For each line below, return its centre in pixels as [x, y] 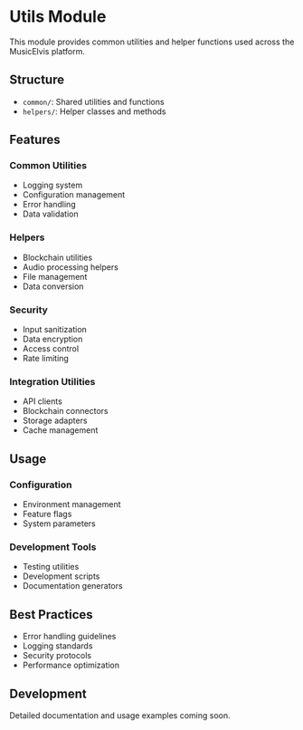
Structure [37, 80]
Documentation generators [73, 586]
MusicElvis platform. [47, 51]
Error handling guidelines [69, 637]
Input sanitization [55, 330]
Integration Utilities [52, 381]
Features [35, 140]
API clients [43, 401]
